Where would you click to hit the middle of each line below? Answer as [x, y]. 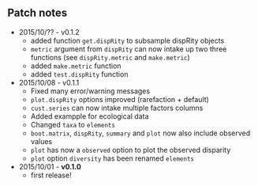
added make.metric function [76, 66]
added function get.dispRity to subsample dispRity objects [127, 40]
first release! [51, 175]
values [41, 141]
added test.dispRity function [79, 74]
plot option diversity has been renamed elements [112, 158]
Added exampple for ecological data [90, 116]
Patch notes [37, 13]
